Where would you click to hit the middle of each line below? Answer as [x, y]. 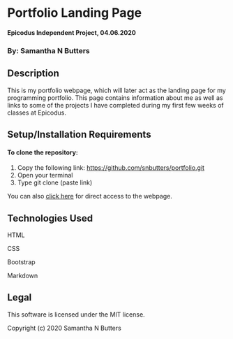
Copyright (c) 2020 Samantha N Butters [65, 328]
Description [33, 74]
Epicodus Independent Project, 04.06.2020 [72, 32]
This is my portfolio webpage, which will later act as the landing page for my [117, 90]
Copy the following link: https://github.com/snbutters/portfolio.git [111, 168]
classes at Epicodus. [37, 113]
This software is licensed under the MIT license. [76, 314]
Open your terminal [45, 175]
